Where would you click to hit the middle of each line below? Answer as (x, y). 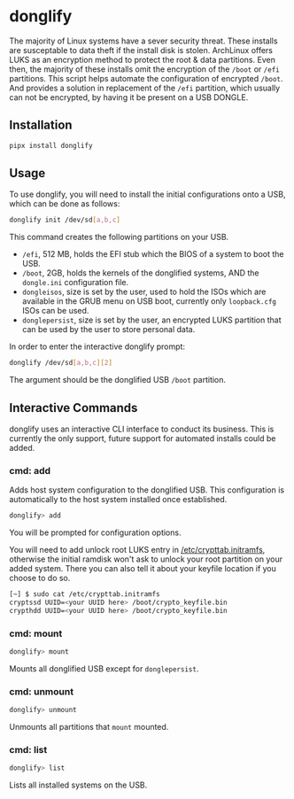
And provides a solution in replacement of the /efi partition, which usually (145, 88)
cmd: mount (36, 633)
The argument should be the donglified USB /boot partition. (118, 380)
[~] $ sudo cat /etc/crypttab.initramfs (85, 594)
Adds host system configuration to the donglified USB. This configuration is (147, 490)
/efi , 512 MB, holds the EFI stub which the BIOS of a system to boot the (153, 254)
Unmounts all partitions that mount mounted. (89, 727)
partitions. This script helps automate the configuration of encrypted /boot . (146, 78)
